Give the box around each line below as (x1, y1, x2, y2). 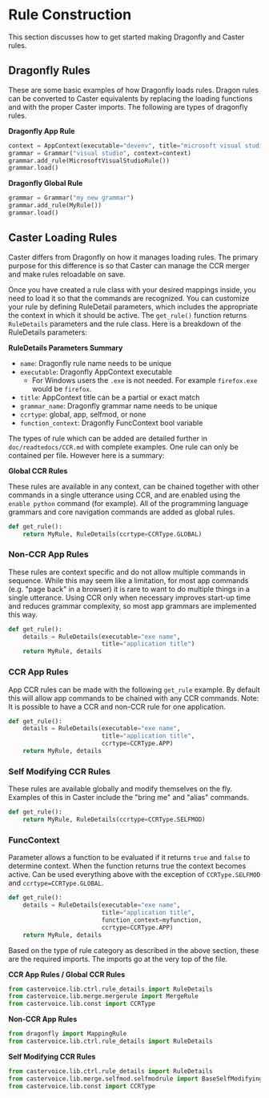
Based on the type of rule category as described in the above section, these (8, 945, 259, 955)
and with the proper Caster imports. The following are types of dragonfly (8, 102, 248, 111)
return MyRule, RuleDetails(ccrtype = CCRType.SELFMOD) (22, 815, 206, 824)
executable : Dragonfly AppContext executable (19, 367, 172, 376)
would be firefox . (31, 384, 92, 393)
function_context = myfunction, (101, 915, 203, 924)
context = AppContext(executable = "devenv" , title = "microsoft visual (8, 142, 242, 150)
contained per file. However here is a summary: (8, 450, 165, 460)
